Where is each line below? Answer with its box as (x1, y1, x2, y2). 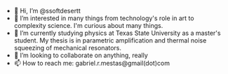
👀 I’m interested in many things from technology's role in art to (13, 14, 194, 22)
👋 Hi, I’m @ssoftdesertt (13, 7, 81, 15)
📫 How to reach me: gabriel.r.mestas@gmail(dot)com (13, 59, 170, 67)
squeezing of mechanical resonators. (13, 44, 121, 52)
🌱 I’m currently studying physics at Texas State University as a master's (13, 29, 221, 37)
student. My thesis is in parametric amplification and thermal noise (13, 36, 207, 45)
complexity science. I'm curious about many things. (13, 22, 163, 29)
